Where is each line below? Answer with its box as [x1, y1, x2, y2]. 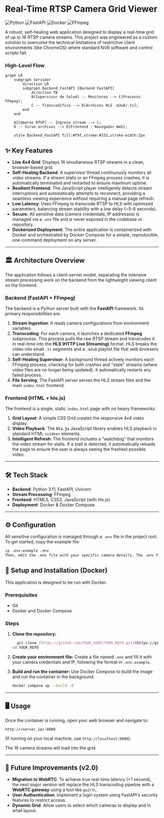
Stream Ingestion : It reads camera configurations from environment [12, 320, 149, 326]
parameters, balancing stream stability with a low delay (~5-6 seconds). [12, 206, 157, 212]
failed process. [12, 372, 42, 378]
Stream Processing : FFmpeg [12, 492, 71, 497]
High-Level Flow [5, 62, 45, 69]
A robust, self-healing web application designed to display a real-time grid [5, 29, 154, 35]
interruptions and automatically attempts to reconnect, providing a [12, 191, 145, 196]
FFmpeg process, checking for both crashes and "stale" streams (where [12, 362, 158, 367]
